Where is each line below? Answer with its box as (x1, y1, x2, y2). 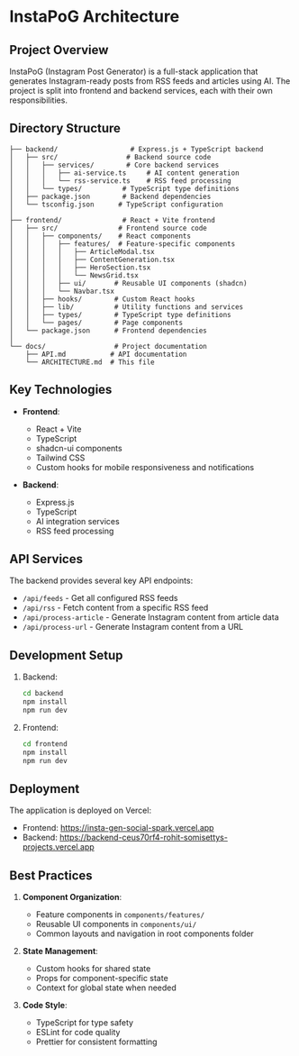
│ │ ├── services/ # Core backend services (9, 160, 220, 169)
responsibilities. (9, 95, 68, 105)
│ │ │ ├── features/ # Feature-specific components (9, 239, 236, 249)
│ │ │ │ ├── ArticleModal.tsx (9, 247, 155, 256)
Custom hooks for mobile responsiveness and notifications (35, 461, 255, 472)
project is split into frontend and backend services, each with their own (9, 86, 273, 96)
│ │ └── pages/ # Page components (9, 318, 183, 327)
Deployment (9, 781, 80, 797)
